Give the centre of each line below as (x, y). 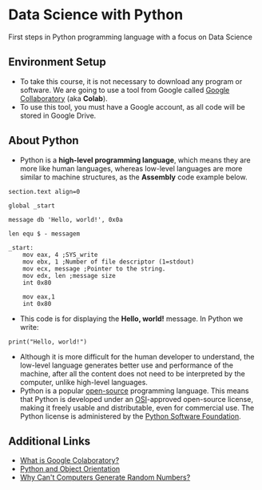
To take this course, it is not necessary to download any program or (131, 81)
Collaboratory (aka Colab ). (64, 98)
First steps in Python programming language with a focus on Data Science (131, 37)
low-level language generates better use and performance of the (127, 365)
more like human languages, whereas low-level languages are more (131, 168)
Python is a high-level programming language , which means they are (135, 160)
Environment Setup (57, 62)
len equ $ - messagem (44, 234)
